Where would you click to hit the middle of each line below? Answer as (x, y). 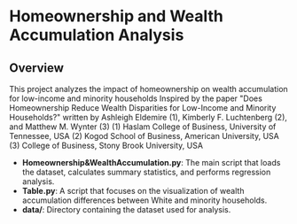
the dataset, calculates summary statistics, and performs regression (146, 172)
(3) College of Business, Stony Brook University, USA (106, 145)
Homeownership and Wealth (116, 16)
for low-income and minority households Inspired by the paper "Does (136, 98)
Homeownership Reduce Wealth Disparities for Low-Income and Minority (143, 108)
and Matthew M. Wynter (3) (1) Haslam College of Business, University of (143, 127)
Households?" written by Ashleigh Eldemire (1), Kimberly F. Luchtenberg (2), (148, 117)
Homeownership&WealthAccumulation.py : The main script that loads (151, 162)
